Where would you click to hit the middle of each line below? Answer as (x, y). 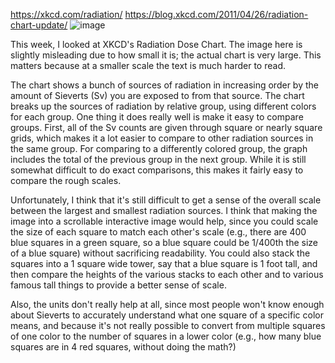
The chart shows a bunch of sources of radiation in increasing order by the (164, 85)
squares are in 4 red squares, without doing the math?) (123, 347)
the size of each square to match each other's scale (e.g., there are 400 (158, 232)
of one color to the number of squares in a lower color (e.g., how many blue (166, 336)
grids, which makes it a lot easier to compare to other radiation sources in (162, 138)
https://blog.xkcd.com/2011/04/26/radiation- (216, 14)
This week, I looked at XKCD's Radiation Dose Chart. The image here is (156, 44)
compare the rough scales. (66, 180)
